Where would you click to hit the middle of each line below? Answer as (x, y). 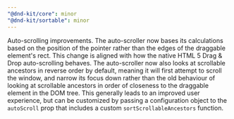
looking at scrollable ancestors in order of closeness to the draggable (108, 85)
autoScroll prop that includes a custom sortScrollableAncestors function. (116, 108)
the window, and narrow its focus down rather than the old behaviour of (111, 77)
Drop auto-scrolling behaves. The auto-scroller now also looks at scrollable (116, 63)
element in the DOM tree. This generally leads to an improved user (104, 93)
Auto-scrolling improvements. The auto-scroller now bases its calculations (115, 40)
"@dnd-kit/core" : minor (42, 14)
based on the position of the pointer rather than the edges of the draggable (116, 48)
